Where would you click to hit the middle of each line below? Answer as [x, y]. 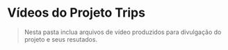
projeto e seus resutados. [61, 39]
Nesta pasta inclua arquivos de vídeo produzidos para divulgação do [123, 32]
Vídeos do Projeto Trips [76, 13]
